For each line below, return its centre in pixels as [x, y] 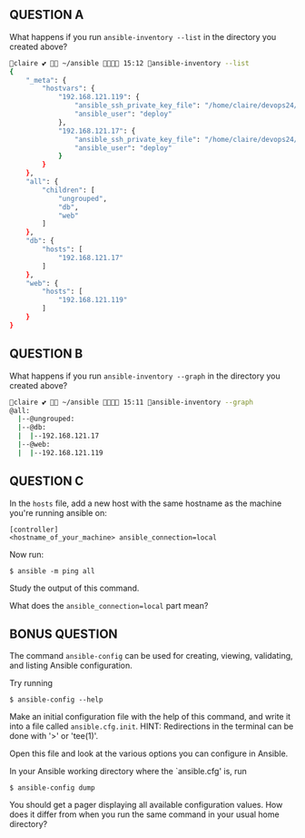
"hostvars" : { [69, 89]
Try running [31, 683]
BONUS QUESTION [64, 634]
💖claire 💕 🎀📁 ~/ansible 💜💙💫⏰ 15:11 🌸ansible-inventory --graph [132, 402]
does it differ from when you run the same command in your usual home [144, 814]
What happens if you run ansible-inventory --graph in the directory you [145, 376]
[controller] [34, 530]
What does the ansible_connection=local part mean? [109, 605]
